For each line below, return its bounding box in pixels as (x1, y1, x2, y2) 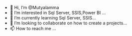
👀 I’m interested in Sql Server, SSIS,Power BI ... (9, 10, 106, 16)
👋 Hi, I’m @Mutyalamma (9, 5, 59, 10)
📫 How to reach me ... (9, 26, 56, 31)
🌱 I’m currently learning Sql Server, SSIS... (9, 15, 96, 20)
